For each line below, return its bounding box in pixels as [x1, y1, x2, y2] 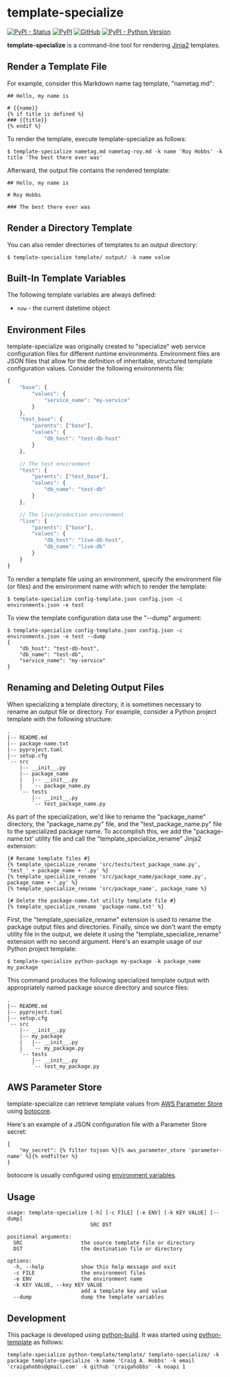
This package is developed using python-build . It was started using [7, 1330, 198, 1338]
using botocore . [7, 1107, 52, 1115]
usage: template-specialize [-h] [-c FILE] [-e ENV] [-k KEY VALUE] [7, 1210, 207, 1217]
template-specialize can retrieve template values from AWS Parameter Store [7, 1100, 223, 1108]
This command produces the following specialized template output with [7, 976, 209, 984]
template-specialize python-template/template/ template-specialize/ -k [7, 1351, 220, 1358]
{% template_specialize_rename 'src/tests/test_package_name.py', [7, 861, 201, 868]
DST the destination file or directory [13, 1245, 183, 1252]
